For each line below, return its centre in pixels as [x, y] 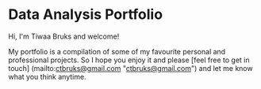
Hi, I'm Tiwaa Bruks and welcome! [64, 36]
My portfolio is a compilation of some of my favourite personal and [117, 51]
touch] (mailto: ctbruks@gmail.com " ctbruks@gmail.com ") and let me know [130, 68]
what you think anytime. [47, 76]
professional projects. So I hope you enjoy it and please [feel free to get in [129, 60]
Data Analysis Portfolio [86, 15]
